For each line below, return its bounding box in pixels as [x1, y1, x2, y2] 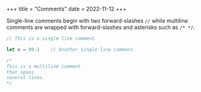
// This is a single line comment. [6, 36, 98, 42]
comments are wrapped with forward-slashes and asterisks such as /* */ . [6, 24, 195, 31]
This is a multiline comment [6, 63, 81, 69]
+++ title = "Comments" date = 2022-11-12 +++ [6, 6, 127, 12]
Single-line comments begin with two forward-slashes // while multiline [6, 17, 189, 24]
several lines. [6, 75, 45, 81]
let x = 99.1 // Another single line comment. [6, 46, 136, 53]
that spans [6, 69, 34, 75]
